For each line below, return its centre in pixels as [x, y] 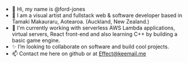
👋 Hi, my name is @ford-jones [48, 9]
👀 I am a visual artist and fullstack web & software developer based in [97, 15]
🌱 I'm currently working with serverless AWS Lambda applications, [93, 28]
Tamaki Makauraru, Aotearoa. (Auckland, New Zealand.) [81, 21]
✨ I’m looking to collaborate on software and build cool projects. [90, 47]
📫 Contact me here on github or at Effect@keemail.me [79, 54]
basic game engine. [36, 40]
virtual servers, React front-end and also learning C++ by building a [95, 34]
